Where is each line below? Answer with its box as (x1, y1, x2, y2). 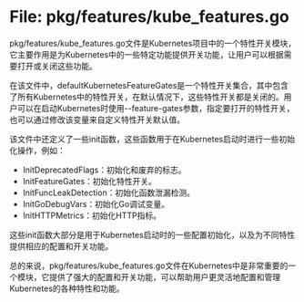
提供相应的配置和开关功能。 (9, 240, 114, 252)
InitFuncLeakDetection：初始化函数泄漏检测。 (22, 187, 196, 198)
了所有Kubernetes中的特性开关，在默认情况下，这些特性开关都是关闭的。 (9, 91, 284, 102)
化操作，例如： (9, 144, 66, 156)
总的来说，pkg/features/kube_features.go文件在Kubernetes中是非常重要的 (9, 260, 289, 271)
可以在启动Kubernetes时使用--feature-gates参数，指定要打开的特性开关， (16, 102, 295, 113)
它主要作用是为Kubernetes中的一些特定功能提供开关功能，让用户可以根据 (9, 48, 284, 60)
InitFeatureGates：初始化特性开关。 (22, 175, 157, 186)
